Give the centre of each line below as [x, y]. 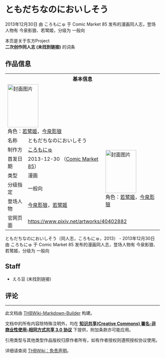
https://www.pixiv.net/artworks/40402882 [77, 221]
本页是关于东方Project [27, 41]
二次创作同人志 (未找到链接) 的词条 [40, 47]
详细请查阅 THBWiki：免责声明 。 [38, 351]
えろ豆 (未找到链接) [32, 279]
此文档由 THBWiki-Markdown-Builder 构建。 [50, 313]
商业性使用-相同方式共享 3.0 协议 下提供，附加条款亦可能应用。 [69, 330]
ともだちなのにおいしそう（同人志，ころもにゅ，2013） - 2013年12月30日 [80, 238]
